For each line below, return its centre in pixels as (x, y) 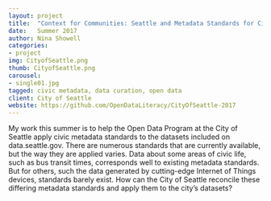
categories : (28, 46)
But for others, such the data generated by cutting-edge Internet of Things (132, 171)
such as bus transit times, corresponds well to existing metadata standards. (134, 162)
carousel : (25, 76)
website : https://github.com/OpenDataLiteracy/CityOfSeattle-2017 (122, 105)
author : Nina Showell (45, 38)
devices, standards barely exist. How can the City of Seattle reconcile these (134, 180)
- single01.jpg (34, 83)
